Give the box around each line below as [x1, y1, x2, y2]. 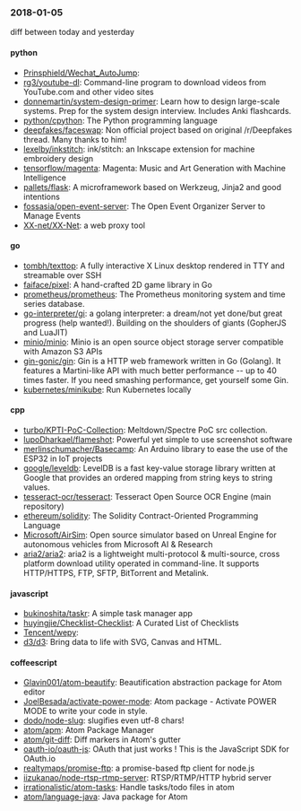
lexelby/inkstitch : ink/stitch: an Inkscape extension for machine [22, 144, 255, 154]
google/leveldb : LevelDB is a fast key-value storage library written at [22, 462, 276, 473]
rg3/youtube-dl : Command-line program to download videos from [22, 76, 267, 87]
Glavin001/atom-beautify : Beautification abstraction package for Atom [22, 677, 283, 688]
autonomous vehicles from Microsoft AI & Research [22, 538, 213, 549]
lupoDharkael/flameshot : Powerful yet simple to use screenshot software [22, 433, 293, 445]
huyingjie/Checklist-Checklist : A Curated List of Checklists [22, 617, 240, 629]
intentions [22, 191, 61, 202]
